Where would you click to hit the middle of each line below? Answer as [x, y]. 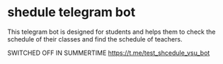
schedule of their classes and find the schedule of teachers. [95, 39]
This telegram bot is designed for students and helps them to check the [111, 32]
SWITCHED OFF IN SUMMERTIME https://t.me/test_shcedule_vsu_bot [109, 53]
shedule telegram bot [72, 12]
